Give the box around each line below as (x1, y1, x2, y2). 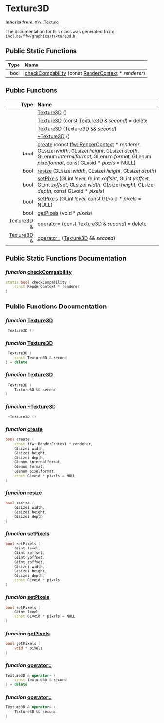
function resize (5, 489, 42, 496)
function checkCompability (5, 268, 72, 275)
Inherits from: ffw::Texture (5, 19, 59, 25)
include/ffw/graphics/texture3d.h (5, 34, 76, 39)
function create (5, 426, 43, 433)
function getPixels (5, 630, 50, 637)
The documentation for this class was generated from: (5, 28, 115, 34)
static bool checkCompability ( (5, 280, 71, 285)
